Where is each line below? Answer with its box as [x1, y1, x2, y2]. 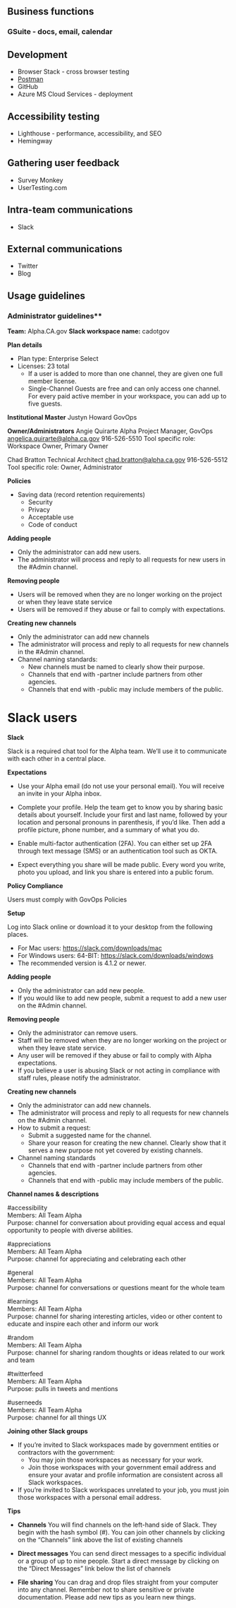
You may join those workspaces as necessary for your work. [27, 1455, 204, 1464]
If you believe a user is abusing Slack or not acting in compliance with [17, 1066, 221, 1075]
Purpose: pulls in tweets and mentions [7, 1385, 118, 1393]
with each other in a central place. [7, 755, 106, 762]
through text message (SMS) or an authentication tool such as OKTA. [17, 847, 218, 855]
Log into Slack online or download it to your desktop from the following [7, 923, 213, 931]
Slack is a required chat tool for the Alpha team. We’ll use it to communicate [7, 747, 227, 755]
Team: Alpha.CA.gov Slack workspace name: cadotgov [7, 327, 170, 336]
